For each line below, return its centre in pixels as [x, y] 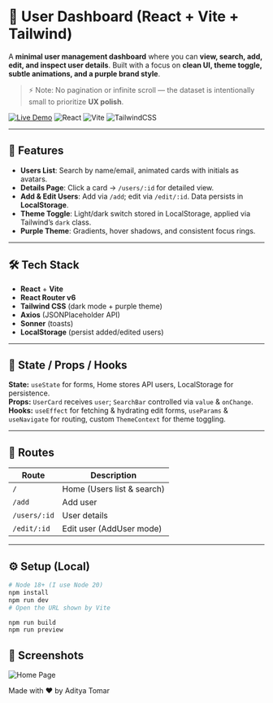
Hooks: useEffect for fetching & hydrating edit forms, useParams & [119, 411]
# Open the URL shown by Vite [60, 608]
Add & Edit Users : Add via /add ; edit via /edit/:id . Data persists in [132, 196]
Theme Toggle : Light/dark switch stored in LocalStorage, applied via [135, 213]
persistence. [29, 393]
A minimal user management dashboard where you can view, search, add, [135, 56]
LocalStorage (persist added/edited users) [92, 332]
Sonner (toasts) [47, 323]
